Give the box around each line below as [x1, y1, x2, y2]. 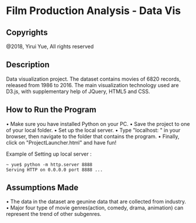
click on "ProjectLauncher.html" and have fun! [6, 139, 117, 146]
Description [6, 60, 50, 70]
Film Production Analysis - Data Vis [6, 4, 181, 18]
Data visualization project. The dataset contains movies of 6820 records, [6, 75, 181, 83]
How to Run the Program [6, 105, 97, 115]
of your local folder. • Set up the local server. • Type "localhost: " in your [6, 126, 181, 133]
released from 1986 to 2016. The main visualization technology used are [6, 81, 179, 88]
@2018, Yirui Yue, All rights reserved [6, 43, 94, 50]
